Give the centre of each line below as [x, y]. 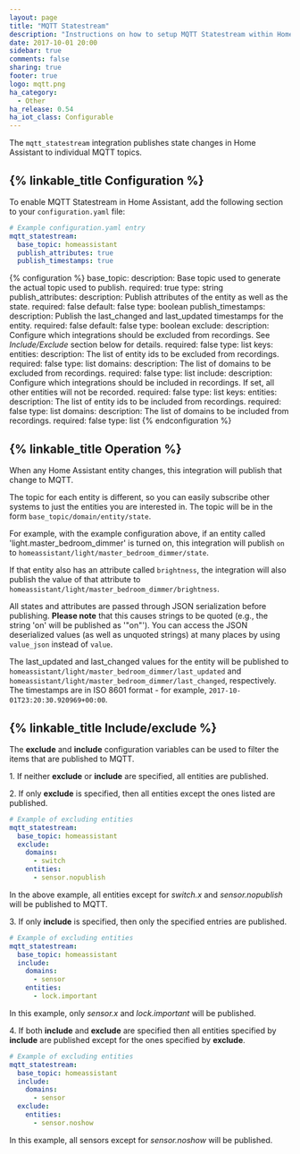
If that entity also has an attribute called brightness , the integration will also [148, 570]
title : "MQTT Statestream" [59, 26]
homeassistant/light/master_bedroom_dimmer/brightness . [115, 589]
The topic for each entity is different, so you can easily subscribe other [140, 497]
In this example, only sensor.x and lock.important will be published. [133, 1013]
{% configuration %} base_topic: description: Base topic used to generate [145, 278]
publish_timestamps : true [66, 261]
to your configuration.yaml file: [67, 211]
